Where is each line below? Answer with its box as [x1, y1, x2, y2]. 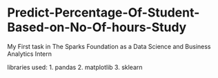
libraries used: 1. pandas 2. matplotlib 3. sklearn [7, 63, 143, 71]
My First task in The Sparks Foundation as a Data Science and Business [7, 42, 211, 50]
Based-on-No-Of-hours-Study [7, 19, 187, 35]
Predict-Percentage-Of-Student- [7, 5, 200, 21]
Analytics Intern [7, 50, 52, 58]
